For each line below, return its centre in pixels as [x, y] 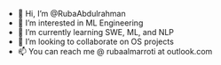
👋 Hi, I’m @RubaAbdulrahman [71, 14]
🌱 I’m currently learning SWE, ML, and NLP [96, 32]
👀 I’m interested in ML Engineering [80, 23]
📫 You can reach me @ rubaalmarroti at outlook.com [115, 51]
